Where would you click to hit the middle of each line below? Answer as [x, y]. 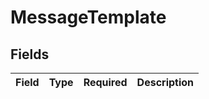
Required [105, 82]
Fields [30, 54]
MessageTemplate [88, 17]
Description [165, 82]
